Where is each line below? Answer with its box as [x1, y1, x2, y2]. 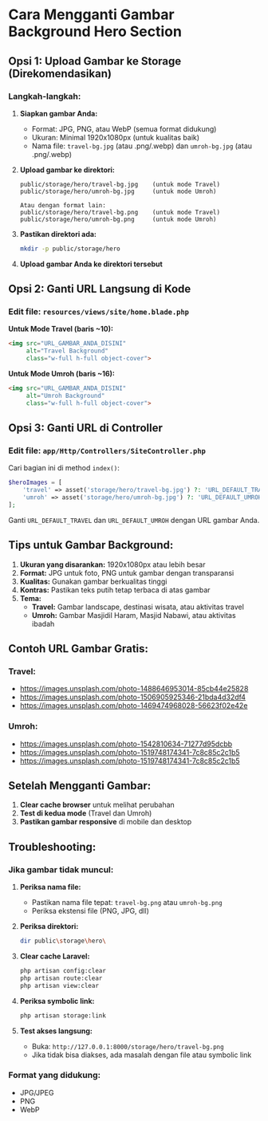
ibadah [31, 619, 55, 628]
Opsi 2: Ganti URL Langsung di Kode [8, 282, 191, 296]
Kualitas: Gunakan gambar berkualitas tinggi [19, 576, 167, 586]
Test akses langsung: [19, 1026, 93, 1036]
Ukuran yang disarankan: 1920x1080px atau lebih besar [19, 560, 206, 569]
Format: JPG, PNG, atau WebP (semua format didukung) [31, 124, 217, 133]
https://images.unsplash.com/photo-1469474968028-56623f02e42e [19, 701, 248, 710]
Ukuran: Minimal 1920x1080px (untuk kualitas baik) [31, 132, 200, 142]
